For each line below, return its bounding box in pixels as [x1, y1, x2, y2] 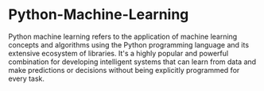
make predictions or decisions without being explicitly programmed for [8, 65, 240, 74]
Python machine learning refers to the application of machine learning [8, 32, 238, 41]
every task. [8, 74, 45, 83]
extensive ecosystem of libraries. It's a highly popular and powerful [8, 48, 229, 58]
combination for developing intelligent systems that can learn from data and [8, 57, 257, 66]
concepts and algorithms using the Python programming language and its [8, 40, 249, 49]
